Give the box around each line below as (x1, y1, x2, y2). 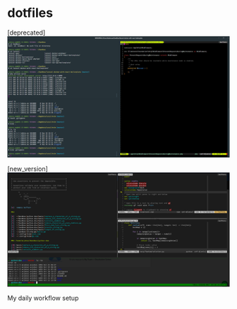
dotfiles (7, 5, 54, 21)
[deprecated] (7, 28, 46, 37)
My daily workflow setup (7, 293, 79, 302)
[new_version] (7, 164, 48, 173)
